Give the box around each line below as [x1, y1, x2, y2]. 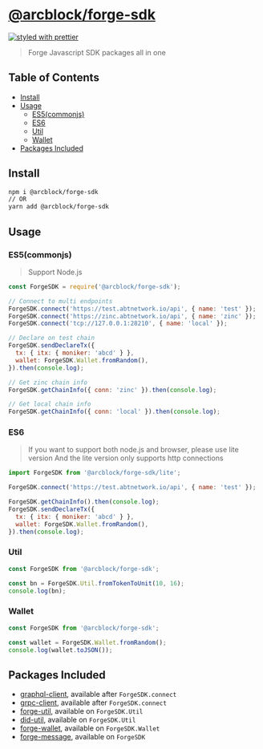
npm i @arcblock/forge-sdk [8, 188, 99, 196]
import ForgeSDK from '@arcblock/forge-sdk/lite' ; [8, 469, 181, 477]
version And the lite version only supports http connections [27, 453, 224, 463]
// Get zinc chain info [8, 379, 88, 387]
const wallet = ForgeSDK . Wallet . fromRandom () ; [8, 638, 167, 646]
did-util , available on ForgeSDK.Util [19, 715, 136, 725]
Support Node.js [27, 267, 83, 277]
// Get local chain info [8, 400, 91, 408]
